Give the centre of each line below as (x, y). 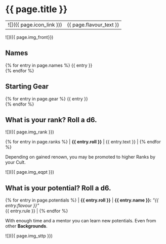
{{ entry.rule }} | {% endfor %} (37, 211)
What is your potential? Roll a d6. (58, 188)
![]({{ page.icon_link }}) (35, 25)
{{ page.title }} (36, 9)
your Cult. (16, 162)
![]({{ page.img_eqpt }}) (30, 172)
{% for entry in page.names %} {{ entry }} (49, 65)
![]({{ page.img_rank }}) (30, 132)
